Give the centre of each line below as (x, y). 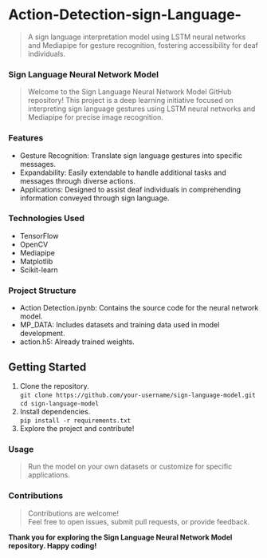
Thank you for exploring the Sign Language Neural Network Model (120, 537)
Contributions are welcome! (73, 513)
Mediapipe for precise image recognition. (95, 117)
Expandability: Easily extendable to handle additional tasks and (123, 172)
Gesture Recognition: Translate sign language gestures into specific (131, 155)
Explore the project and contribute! (77, 428)
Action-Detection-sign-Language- (125, 15)
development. (42, 334)
